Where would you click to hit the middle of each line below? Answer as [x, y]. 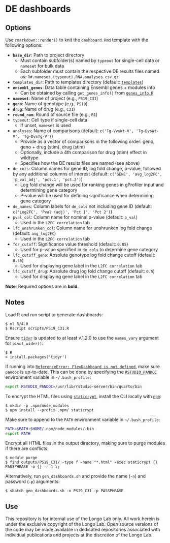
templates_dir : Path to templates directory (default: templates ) [78, 82]
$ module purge [21, 458]
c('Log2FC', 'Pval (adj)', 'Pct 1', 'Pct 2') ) [62, 212]
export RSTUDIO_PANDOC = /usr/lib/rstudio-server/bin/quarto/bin [74, 386]
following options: [24, 45]
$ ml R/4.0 [17, 324]
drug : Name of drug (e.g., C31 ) [44, 109]
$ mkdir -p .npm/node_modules [37, 405]
